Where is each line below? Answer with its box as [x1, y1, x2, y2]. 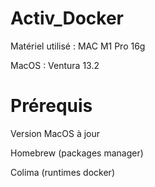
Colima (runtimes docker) [10, 166, 115, 178]
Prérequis [10, 95, 93, 117]
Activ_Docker [10, 7, 124, 30]
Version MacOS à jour [10, 127, 101, 139]
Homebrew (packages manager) [10, 147, 144, 159]
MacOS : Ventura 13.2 [10, 59, 100, 71]
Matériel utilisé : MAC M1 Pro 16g [10, 40, 146, 52]
